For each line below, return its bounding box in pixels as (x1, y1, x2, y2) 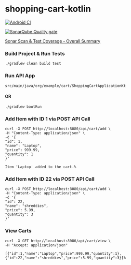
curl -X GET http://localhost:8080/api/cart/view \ (5, 238, 111, 243)
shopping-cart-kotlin (5, 3, 91, 15)
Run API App (5, 73, 35, 79)
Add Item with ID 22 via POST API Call (5, 176, 95, 182)
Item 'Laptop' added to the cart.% (5, 164, 77, 170)
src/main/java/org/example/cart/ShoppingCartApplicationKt (5, 83, 126, 88)
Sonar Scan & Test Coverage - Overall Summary (5, 38, 101, 44)
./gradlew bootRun (5, 104, 42, 109)
